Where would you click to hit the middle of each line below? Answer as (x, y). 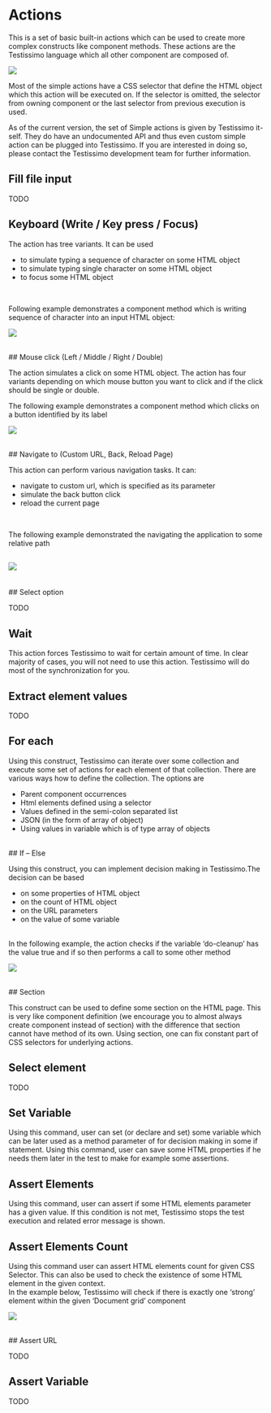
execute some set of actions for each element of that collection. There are (132, 769)
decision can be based (47, 877)
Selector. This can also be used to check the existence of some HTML (125, 1275)
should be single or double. (54, 390)
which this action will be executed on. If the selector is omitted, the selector (135, 94)
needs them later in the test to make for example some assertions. (119, 1158)
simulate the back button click (70, 494)
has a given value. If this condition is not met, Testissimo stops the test (127, 1212)
